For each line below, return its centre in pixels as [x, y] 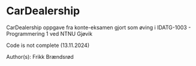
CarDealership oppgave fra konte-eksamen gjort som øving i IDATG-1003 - [99, 27]
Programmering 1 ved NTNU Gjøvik [49, 33]
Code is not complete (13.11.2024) [48, 45]
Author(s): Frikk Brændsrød [40, 56]
